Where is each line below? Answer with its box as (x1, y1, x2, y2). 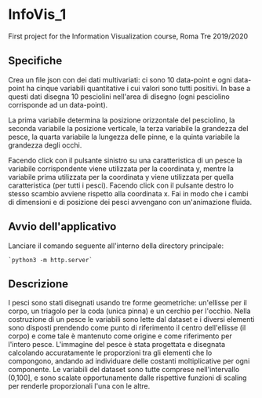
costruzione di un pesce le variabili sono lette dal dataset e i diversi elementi (8, 315, 255, 324)
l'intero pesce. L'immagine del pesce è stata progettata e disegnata (8, 340, 226, 349)
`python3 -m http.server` (8, 256, 93, 264)
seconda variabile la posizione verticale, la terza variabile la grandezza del (8, 123, 249, 133)
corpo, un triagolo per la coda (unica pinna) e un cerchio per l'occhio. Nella (8, 306, 251, 316)
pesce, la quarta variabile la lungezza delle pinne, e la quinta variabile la (8, 132, 241, 141)
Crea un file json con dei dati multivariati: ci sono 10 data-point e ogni (8, 75, 233, 84)
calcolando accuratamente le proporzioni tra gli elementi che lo (8, 348, 213, 358)
